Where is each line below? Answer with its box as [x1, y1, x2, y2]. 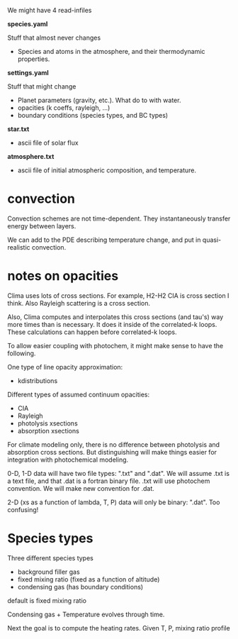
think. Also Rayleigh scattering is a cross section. [7, 299, 151, 307]
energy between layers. [7, 221, 76, 230]
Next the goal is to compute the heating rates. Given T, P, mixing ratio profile [7, 623, 230, 632]
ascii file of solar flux [17, 138, 79, 147]
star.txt [7, 125, 30, 133]
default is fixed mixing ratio [7, 596, 87, 605]
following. [7, 349, 36, 357]
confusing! [7, 505, 39, 513]
